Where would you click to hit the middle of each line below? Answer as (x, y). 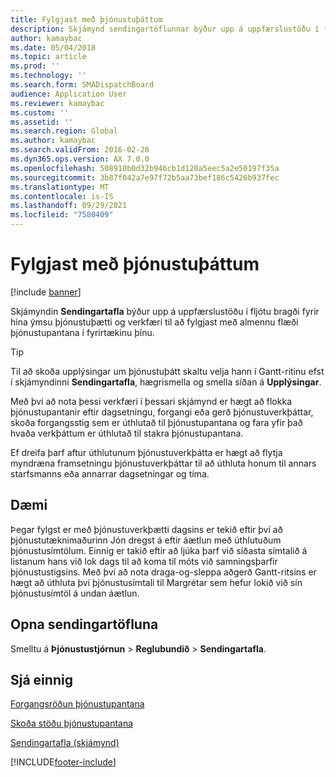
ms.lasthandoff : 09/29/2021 (69, 206)
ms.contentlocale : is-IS (62, 196)
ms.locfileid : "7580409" (62, 215)
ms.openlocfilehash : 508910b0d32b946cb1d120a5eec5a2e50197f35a (145, 168)
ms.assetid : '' (42, 122)
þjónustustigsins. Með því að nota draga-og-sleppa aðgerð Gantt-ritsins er (163, 572)
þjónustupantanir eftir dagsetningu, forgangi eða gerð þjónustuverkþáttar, (162, 412)
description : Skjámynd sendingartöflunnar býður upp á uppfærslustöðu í (165, 29)
